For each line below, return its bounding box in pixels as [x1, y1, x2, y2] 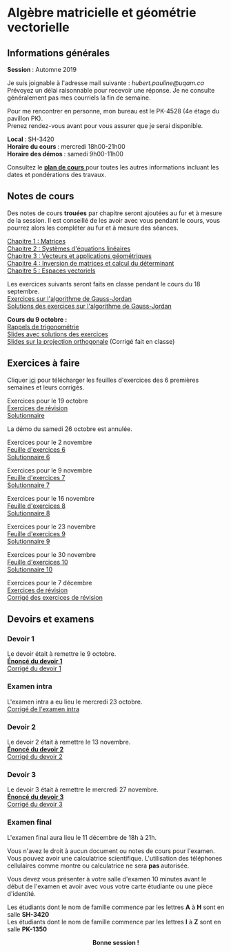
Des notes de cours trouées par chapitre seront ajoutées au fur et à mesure [7, 209, 223, 217]
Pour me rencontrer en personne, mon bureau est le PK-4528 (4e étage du [7, 107, 219, 115]
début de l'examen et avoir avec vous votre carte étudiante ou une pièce [7, 882, 213, 890]
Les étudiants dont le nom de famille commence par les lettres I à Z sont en [7, 917, 221, 926]
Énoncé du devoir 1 [7, 657, 63, 666]
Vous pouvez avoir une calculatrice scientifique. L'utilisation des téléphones [7, 854, 223, 862]
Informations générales [7, 47, 110, 59]
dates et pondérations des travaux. [7, 171, 107, 178]
